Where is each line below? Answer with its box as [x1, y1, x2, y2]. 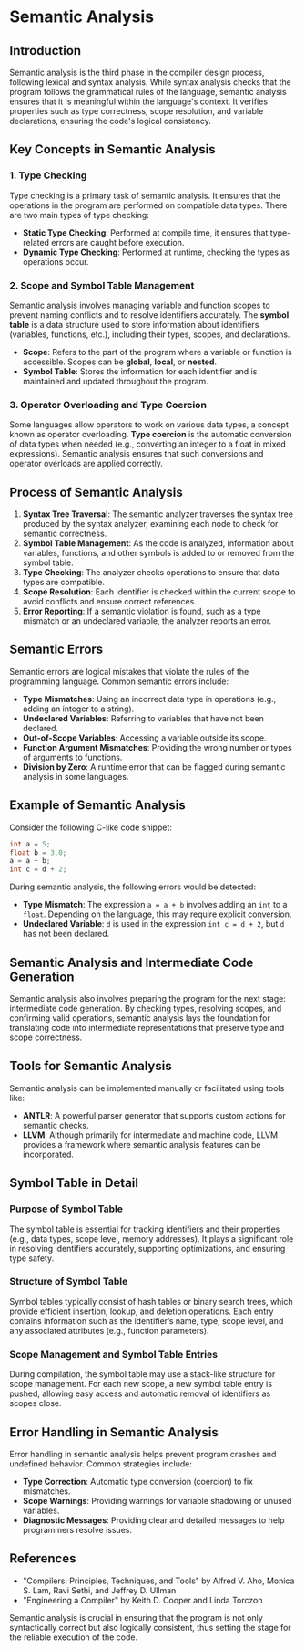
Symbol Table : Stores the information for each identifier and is [22, 365, 258, 376]
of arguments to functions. [22, 751, 123, 762]
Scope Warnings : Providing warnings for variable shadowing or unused [22, 1495, 292, 1506]
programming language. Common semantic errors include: [9, 676, 229, 687]
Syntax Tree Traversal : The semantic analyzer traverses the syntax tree [22, 509, 294, 520]
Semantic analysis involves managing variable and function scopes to [9, 300, 270, 310]
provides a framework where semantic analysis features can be [22, 1139, 261, 1150]
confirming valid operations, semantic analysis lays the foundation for [9, 1013, 271, 1024]
